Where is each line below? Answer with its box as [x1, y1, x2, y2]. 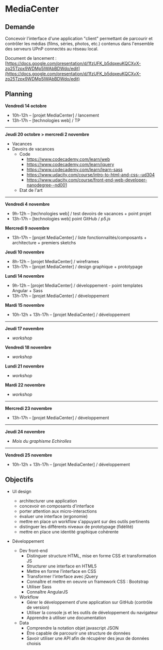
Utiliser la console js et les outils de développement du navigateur [26, 609, 158, 615]
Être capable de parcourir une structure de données [26, 630, 131, 636]
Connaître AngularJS [26, 589, 68, 595]
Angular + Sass [12, 287, 43, 293]
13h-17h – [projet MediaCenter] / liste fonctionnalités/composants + [12, 234, 147, 240]
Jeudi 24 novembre [5, 429, 45, 434]
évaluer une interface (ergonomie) [19, 513, 88, 519]
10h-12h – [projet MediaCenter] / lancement [12, 112, 99, 118]
